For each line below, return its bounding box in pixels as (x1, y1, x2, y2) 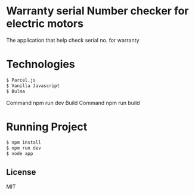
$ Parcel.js (6, 77, 36, 83)
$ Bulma (6, 88, 26, 94)
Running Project (6, 120, 88, 134)
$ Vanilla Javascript (6, 82, 60, 89)
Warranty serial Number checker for (6, 4, 189, 18)
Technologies (6, 58, 76, 71)
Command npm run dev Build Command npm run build (6, 99, 140, 106)
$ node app (6, 151, 33, 157)
